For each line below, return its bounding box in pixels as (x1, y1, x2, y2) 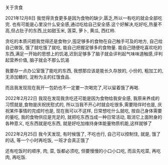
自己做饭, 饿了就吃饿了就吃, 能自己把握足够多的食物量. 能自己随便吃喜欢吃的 (5, 45, 162, 50)
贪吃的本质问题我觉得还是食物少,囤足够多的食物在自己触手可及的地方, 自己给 (5, 38, 163, 44)
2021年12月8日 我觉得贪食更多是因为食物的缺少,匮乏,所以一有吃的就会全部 (5, 15, 158, 21)
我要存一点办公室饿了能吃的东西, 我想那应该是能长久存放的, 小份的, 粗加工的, (5, 68, 163, 74)
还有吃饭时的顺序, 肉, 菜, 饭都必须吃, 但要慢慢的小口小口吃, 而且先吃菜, (5, 148, 151, 154)
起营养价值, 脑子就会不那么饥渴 (5, 57, 69, 63)
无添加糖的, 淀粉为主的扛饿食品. (5, 74, 71, 80)
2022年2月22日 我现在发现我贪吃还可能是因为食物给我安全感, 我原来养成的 (5, 95, 159, 101)
